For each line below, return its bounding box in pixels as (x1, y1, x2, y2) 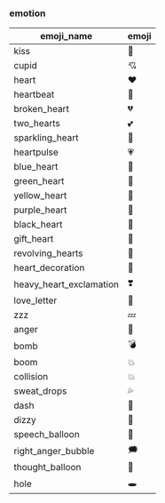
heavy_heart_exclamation (13, 278, 120, 291)
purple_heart (13, 204, 67, 216)
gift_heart (13, 233, 54, 245)
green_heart (13, 175, 65, 188)
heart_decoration (13, 261, 85, 274)
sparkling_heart (13, 132, 79, 144)
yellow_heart (13, 189, 67, 202)
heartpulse (13, 146, 59, 158)
